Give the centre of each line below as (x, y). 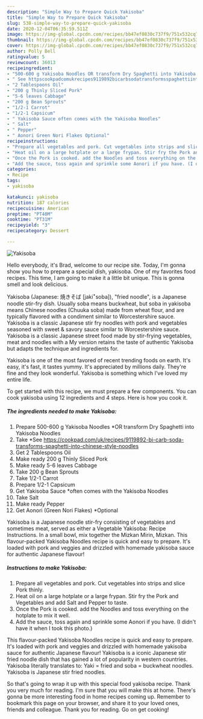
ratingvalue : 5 (26, 57)
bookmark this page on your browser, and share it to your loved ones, (93, 703)
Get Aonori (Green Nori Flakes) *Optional (67, 510)
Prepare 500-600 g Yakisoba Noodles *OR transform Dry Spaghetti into (105, 426)
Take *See (29, 440)
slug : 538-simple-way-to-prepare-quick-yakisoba (69, 23)
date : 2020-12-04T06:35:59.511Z (47, 29)
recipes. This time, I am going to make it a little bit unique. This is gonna (96, 278)
